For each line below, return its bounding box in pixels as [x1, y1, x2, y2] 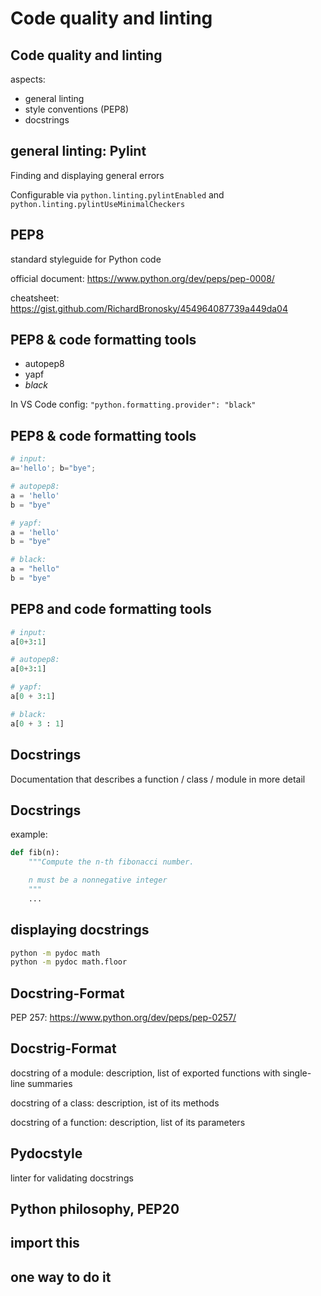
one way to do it [10, 1268, 112, 1286]
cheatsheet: [10, 292, 60, 304]
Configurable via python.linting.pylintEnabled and [10, 188, 225, 201]
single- [282, 1067, 312, 1079]
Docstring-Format [10, 985, 125, 1002]
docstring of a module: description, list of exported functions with [10, 1067, 281, 1079]
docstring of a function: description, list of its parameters [10, 1116, 246, 1128]
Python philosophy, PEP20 [10, 1201, 180, 1218]
